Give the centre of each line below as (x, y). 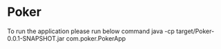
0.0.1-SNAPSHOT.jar (36, 38)
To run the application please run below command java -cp (91, 31)
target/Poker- (195, 31)
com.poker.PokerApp (96, 38)
